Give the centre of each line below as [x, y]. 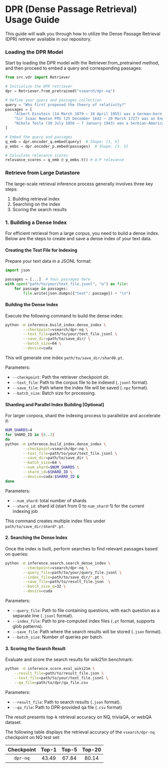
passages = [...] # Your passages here [48, 279]
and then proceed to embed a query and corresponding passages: [74, 68]
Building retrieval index [36, 199]
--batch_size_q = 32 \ [44, 586]
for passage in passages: [41, 289]
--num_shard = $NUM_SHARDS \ [51, 467]
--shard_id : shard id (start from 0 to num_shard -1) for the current [78, 506]
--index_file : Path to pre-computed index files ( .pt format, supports [83, 621]
